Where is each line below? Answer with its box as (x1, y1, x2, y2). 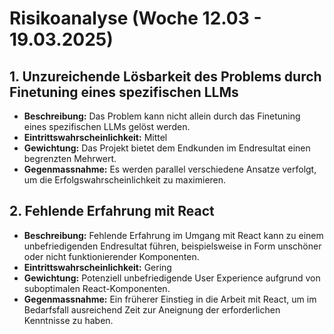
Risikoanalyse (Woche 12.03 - (9, 7, 262, 30)
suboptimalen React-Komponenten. (23, 282, 171, 294)
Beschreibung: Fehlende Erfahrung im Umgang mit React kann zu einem (23, 229, 324, 241)
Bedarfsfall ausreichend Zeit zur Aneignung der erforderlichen (23, 303, 281, 316)
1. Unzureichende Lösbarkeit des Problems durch (9, 68, 322, 85)
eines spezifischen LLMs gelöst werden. (23, 121, 191, 132)
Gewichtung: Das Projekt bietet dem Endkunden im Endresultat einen (23, 142, 311, 154)
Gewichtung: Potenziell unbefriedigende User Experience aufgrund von (23, 272, 321, 284)
